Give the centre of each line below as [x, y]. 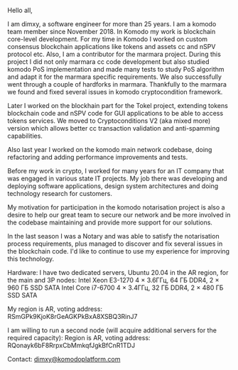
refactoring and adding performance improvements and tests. [98, 157]
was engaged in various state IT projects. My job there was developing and [117, 178]
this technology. [31, 259]
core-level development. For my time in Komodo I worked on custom [108, 39]
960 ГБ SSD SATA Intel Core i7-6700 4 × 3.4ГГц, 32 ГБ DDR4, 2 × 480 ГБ [115, 288]
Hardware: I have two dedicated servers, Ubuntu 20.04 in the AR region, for [118, 272]
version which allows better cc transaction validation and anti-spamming [114, 128]
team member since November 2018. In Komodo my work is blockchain [112, 32]
